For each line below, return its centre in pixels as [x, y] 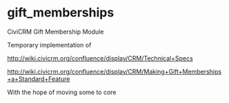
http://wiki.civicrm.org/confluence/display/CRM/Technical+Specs [100, 58]
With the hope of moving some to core [62, 92]
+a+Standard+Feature [39, 79]
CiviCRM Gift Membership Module [56, 32]
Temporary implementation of [49, 45]
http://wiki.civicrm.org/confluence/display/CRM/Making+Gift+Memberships [114, 71]
